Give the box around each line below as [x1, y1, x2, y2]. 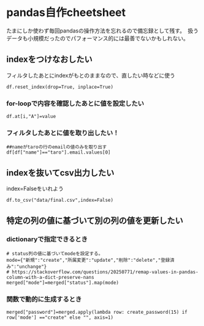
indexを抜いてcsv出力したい [6, 168, 115, 178]
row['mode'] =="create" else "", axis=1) [6, 314, 114, 321]
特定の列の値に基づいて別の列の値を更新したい [6, 215, 184, 226]
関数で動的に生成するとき [6, 295, 82, 303]
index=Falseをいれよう [6, 185, 64, 193]
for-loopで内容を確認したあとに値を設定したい [6, 99, 145, 108]
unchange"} [19, 264, 47, 270]
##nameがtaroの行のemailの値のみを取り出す [6, 144, 107, 150]
